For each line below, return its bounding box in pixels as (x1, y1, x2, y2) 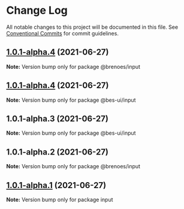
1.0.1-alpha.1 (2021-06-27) (6, 180, 107, 190)
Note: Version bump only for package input (6, 196, 113, 203)
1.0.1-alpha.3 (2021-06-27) (6, 113, 109, 123)
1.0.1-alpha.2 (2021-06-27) (6, 147, 109, 157)
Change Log (6, 4, 68, 17)
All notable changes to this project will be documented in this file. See (6, 23, 179, 31)
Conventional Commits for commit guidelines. (6, 29, 119, 37)
